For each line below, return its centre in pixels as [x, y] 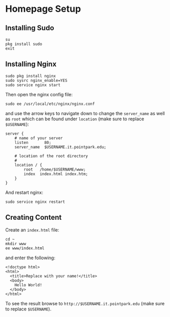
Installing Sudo [30, 28]
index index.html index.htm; [56, 174]
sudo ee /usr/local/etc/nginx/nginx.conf [50, 104]
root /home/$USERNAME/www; [55, 170]
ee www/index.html [25, 248]
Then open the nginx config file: [39, 94]
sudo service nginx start [33, 85]
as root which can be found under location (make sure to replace [75, 119]
